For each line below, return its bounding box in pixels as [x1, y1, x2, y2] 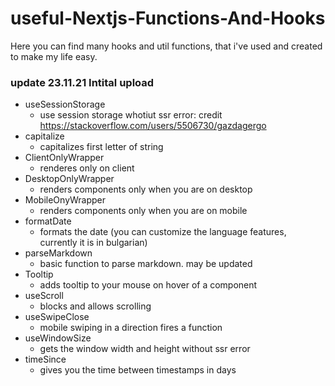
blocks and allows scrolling [39, 300, 152, 312]
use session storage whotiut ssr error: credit [39, 109, 223, 121]
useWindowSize [24, 332, 92, 344]
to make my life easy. [10, 50, 98, 62]
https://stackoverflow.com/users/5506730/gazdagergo [39, 120, 267, 132]
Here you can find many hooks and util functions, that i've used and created [10, 40, 323, 52]
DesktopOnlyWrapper [24, 173, 115, 185]
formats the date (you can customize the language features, [39, 226, 287, 238]
